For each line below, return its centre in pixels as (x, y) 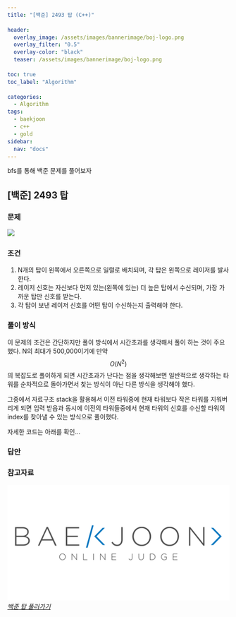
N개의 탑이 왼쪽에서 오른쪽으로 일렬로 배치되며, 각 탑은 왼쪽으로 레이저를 (117, 270)
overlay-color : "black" (48, 52)
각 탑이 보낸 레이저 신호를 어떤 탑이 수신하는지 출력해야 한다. (100, 305)
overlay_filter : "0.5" (47, 45)
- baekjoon (30, 119)
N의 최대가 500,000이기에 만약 (65, 351)
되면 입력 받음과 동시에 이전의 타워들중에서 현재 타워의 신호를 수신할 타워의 (123, 408)
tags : (15, 112)
